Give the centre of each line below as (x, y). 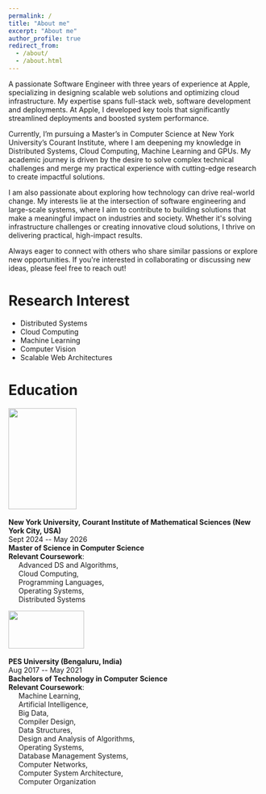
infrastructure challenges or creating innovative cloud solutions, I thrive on (132, 226)
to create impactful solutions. (57, 176)
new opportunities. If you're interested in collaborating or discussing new (130, 259)
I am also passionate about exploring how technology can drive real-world (132, 192)
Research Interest (69, 301)
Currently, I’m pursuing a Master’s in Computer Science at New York (121, 133)
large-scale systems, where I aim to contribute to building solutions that (127, 209)
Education (43, 390)
